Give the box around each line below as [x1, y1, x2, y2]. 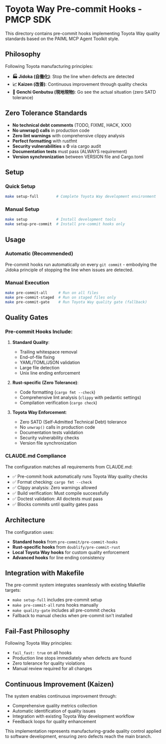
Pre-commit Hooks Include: [5, 328, 73, 335]
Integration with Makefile [5, 569, 84, 577]
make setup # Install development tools [5, 217, 116, 222]
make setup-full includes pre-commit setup [12, 597, 103, 603]
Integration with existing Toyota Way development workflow [12, 713, 135, 719]
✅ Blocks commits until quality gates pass [12, 501, 98, 507]
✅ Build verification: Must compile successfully [12, 490, 109, 496]
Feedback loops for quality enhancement [12, 719, 97, 725]
